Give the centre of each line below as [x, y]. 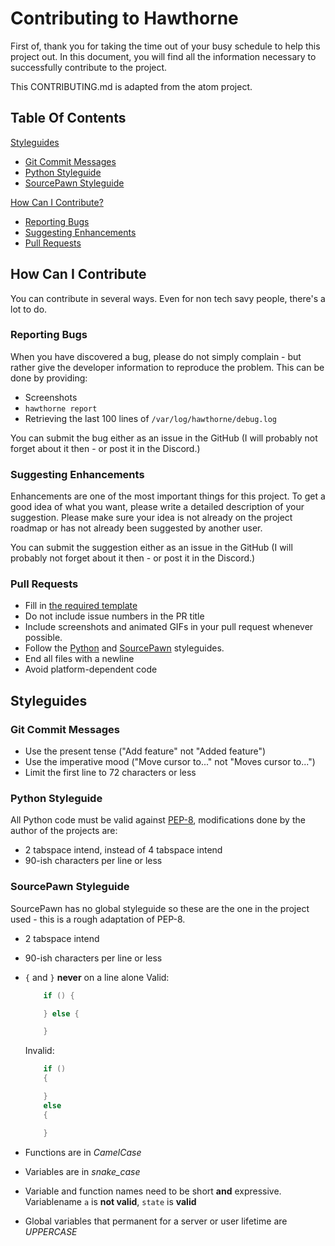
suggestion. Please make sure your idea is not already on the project [151, 518]
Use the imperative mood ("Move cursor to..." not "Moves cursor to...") [170, 762]
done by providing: [49, 378]
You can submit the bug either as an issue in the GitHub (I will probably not [164, 438]
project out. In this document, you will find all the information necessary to [163, 56]
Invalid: [39, 1051]
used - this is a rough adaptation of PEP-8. [98, 919]
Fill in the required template [81, 606]
